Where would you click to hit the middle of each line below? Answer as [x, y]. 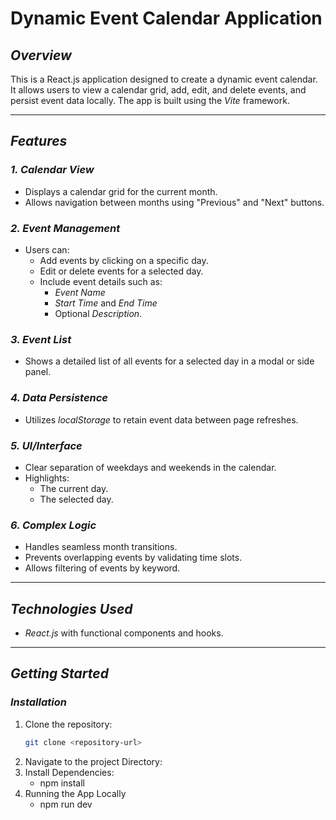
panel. [38, 372]
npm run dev [66, 804]
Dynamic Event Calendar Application [166, 18]
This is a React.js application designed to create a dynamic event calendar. [164, 79]
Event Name [80, 292]
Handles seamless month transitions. [101, 547]
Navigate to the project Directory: [93, 761]
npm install [62, 783]
